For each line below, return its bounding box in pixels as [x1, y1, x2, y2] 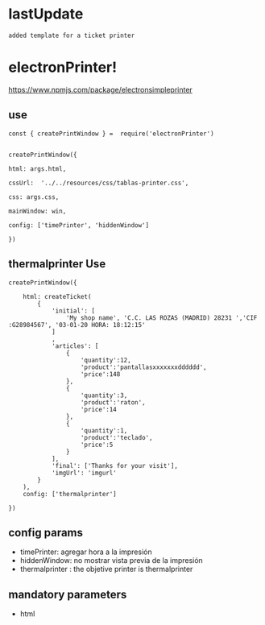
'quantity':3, [80, 391, 128, 399]
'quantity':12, [80, 356, 131, 364]
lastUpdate [8, 5, 84, 23]
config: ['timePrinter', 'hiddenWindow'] [8, 221, 150, 230]
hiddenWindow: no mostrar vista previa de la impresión [19, 556, 203, 565]
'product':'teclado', [80, 433, 153, 441]
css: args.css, [8, 192, 60, 201]
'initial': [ [51, 307, 95, 315]
